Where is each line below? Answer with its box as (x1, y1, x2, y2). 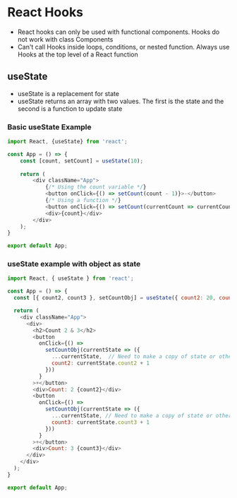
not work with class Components (17, 35, 114, 43)
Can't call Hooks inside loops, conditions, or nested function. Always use (17, 42, 230, 51)
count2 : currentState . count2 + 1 (51, 360, 150, 367)
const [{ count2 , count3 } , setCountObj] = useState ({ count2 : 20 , (13, 295, 217, 302)
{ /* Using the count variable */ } (44, 184, 147, 191)
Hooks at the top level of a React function (17, 50, 139, 59)
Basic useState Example (7, 121, 92, 131)
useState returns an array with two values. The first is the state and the (17, 97, 224, 105)
